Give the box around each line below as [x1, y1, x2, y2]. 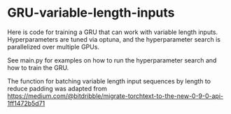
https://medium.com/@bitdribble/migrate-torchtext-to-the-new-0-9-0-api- [7, 92, 224, 100]
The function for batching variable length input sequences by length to [7, 76, 211, 85]
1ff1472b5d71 [7, 99, 45, 107]
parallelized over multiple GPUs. [7, 42, 100, 51]
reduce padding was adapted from [7, 84, 107, 92]
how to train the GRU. [7, 63, 69, 72]
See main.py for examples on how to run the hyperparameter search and [7, 56, 217, 64]
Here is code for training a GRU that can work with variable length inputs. [7, 28, 218, 36]
